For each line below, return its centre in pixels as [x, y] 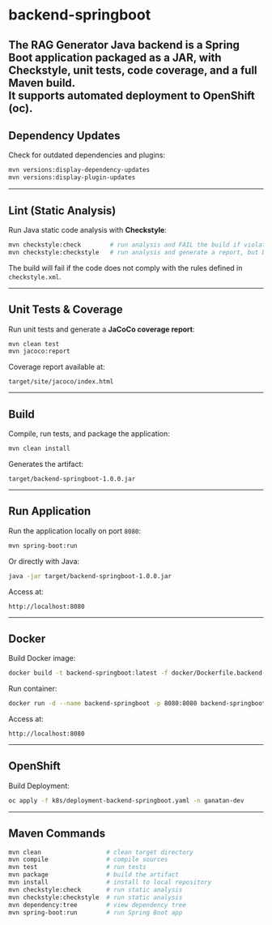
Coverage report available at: [57, 367]
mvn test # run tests [78, 867]
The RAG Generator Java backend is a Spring [124, 45]
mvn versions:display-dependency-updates [79, 170]
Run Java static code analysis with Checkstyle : [88, 229]
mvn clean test [34, 344]
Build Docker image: [42, 658]
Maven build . [42, 83]
